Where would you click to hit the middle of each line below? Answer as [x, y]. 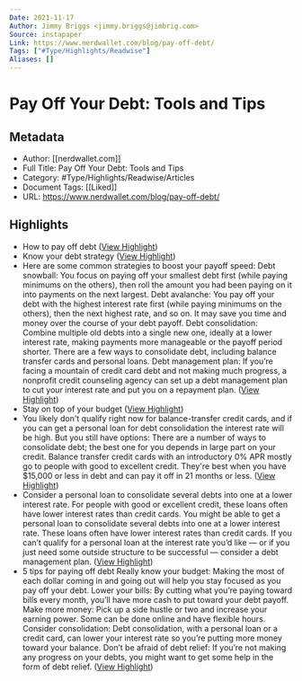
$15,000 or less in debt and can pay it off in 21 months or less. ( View [149, 475]
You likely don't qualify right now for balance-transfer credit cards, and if [157, 418]
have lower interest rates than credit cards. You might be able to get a [151, 514]
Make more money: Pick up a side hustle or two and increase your [145, 609]
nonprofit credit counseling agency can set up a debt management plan [155, 380]
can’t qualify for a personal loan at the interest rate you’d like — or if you [156, 542]
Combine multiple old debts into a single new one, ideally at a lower [147, 332]
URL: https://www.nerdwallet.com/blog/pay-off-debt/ [121, 197]
